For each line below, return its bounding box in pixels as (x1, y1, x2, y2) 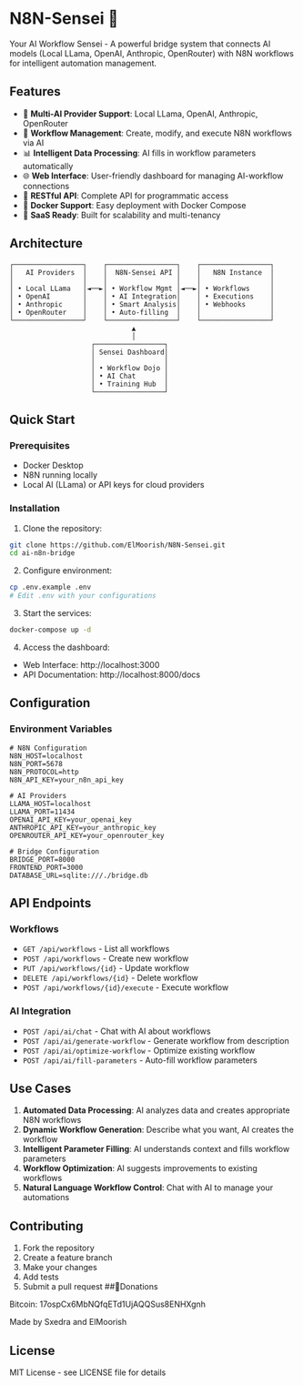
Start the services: (22, 608, 93, 619)
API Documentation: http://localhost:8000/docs (22, 669, 201, 680)
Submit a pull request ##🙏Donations (22, 1281, 158, 1292)
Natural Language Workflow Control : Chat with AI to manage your (22, 1182, 274, 1193)
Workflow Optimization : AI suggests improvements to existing (22, 1163, 258, 1174)
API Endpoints (9, 895, 92, 911)
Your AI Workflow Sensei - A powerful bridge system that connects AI (9, 38, 271, 49)
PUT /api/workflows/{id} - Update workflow (22, 963, 189, 974)
